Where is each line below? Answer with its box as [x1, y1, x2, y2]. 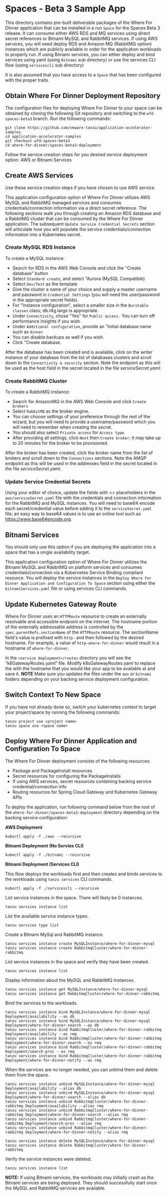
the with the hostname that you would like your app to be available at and [5, 666, 156, 672]
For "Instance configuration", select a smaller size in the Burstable [12, 302, 149, 308]
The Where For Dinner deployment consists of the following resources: [5, 758, 151, 764]
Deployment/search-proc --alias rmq [25, 1121, 101, 1126]
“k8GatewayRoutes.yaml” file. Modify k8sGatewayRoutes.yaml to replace [5, 660, 156, 666]
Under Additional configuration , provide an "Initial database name [12, 323, 152, 329]
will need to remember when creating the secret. [12, 424, 113, 430]
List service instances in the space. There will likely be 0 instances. [5, 894, 144, 900]
